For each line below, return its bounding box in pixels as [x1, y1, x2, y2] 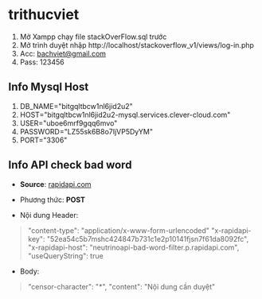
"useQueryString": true [27, 250, 104, 260]
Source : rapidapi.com [19, 179, 92, 188]
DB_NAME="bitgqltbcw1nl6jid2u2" [19, 101, 133, 111]
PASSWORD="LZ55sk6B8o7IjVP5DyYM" [19, 126, 154, 136]
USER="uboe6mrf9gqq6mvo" [19, 118, 118, 128]
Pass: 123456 [19, 57, 65, 67]
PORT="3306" [19, 135, 68, 145]
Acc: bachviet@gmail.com [19, 49, 106, 58]
